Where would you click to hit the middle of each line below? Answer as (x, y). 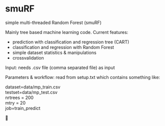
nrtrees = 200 (19, 97)
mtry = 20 (15, 102)
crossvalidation (28, 57)
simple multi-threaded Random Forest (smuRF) (53, 22)
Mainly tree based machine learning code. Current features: (67, 32)
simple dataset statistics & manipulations (54, 52)
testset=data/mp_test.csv (31, 92)
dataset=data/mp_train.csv (33, 87)
